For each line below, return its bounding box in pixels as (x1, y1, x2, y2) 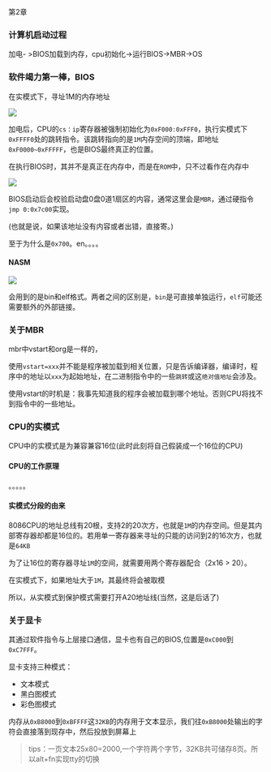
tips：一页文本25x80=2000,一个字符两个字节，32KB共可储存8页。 (28, 744, 252, 754)
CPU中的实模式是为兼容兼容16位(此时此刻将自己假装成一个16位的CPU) (8, 441, 243, 451)
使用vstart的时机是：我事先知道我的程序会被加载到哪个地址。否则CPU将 (8, 388, 249, 399)
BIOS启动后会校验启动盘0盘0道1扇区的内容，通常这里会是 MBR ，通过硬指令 (8, 194, 254, 204)
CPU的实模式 (8, 421, 60, 432)
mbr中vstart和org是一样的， (8, 344, 102, 354)
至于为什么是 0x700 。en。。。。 (8, 238, 103, 248)
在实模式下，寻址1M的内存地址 (8, 92, 111, 101)
